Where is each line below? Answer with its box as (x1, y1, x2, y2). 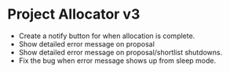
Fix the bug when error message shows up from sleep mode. (18, 56, 217, 65)
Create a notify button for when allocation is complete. (18, 31, 195, 40)
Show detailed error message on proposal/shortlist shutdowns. (18, 47, 223, 57)
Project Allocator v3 (7, 5, 141, 23)
